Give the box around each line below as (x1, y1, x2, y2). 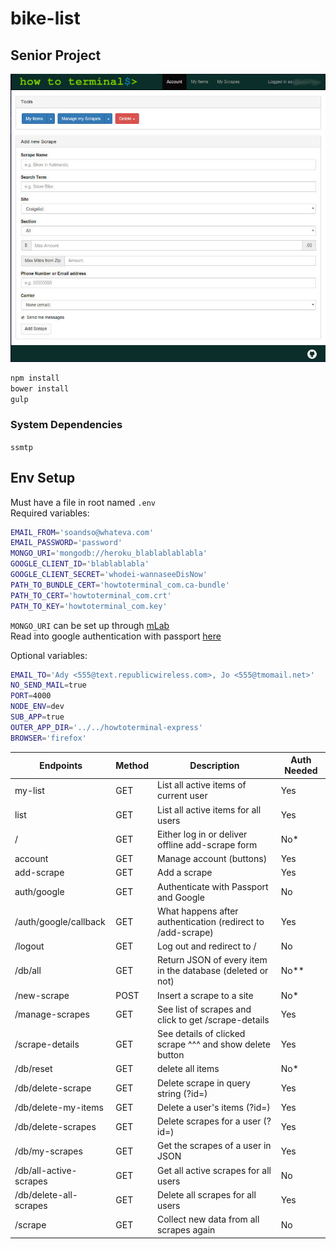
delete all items (156, 1063, 220, 1075)
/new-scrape (14, 989, 70, 1001)
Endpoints (39, 759, 83, 771)
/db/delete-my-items (14, 1101, 104, 1113)
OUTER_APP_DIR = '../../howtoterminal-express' (10, 722, 203, 732)
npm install (10, 373, 60, 383)
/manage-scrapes (14, 1008, 90, 1021)
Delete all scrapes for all (156, 1188, 257, 1201)
